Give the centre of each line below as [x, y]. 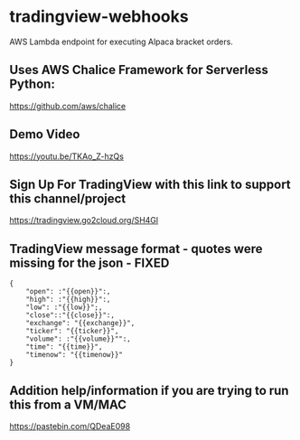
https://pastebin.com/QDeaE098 [70, 426]
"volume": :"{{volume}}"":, [78, 339]
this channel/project [68, 198]
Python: [33, 84]
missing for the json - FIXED [89, 262]
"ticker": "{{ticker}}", [72, 332]
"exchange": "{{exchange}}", [80, 323]
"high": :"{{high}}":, [68, 300]
